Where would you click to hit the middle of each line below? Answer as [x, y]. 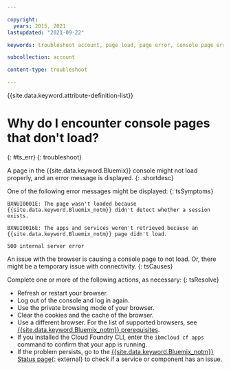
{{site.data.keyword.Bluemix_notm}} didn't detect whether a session [109, 210]
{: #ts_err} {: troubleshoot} [45, 157]
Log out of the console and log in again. [73, 300]
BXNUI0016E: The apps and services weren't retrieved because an [102, 228]
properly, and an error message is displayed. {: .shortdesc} [90, 177]
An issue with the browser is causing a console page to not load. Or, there [112, 259]
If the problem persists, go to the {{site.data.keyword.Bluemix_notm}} [115, 351]
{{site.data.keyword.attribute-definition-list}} [70, 95]
